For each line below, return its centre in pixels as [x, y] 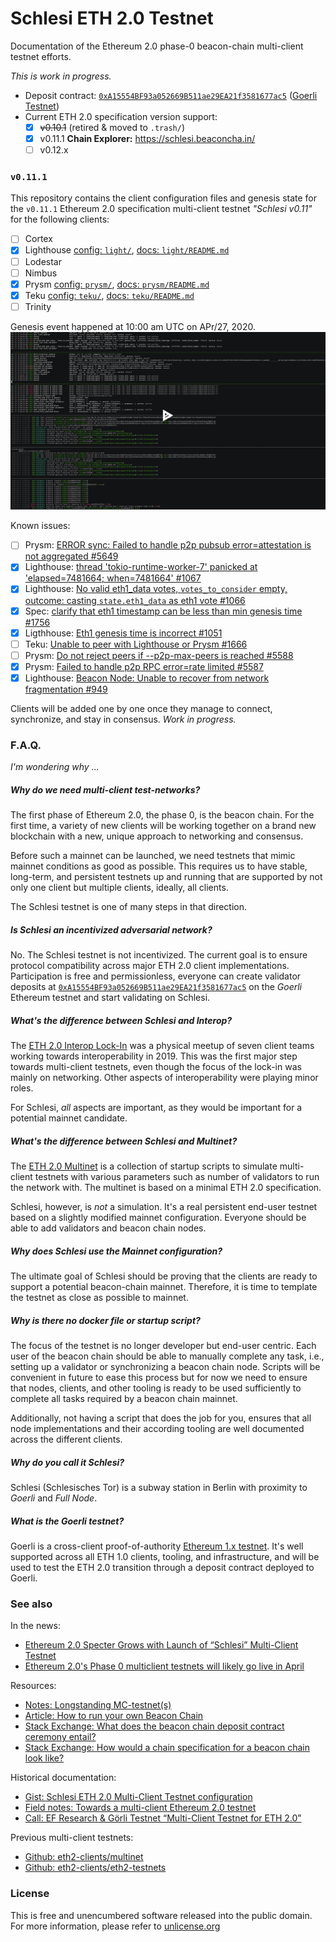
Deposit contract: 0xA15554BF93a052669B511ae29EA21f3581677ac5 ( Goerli [171, 95]
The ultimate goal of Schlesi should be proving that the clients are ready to [164, 1276]
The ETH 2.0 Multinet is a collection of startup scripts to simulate [144, 1166]
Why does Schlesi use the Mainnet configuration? [116, 1251]
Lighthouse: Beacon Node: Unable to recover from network [147, 678]
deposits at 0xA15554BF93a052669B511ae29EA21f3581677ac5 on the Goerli [156, 987]
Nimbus [41, 273]
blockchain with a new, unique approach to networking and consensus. [157, 836]
